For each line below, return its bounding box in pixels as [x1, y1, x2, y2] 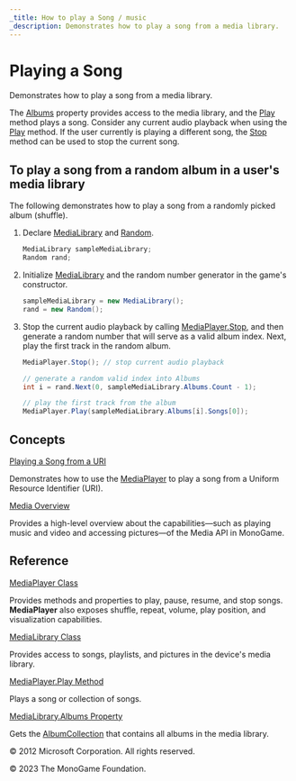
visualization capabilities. [9, 613, 103, 624]
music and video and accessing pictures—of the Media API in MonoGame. [9, 527, 285, 538]
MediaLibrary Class [9, 631, 82, 642]
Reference [9, 553, 69, 568]
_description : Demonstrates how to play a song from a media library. [9, 22, 280, 31]
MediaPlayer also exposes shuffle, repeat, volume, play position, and [9, 604, 266, 615]
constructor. [22, 279, 68, 289]
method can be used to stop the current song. [9, 136, 180, 147]
